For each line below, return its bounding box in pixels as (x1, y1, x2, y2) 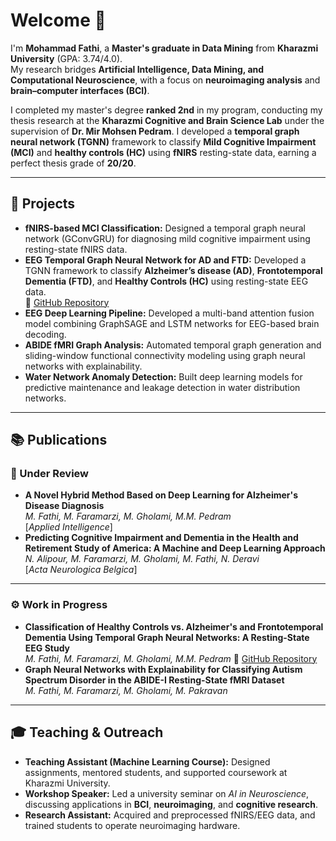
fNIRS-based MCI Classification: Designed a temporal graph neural (24, 222, 306, 234)
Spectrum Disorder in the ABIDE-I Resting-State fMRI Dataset (24, 674, 285, 686)
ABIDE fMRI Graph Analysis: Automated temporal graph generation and (24, 339, 322, 351)
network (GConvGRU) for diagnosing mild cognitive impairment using (24, 232, 311, 244)
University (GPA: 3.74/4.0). (10, 52, 123, 64)
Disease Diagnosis (24, 500, 105, 512)
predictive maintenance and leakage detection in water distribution (24, 381, 301, 393)
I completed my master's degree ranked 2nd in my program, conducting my (10, 104, 323, 116)
